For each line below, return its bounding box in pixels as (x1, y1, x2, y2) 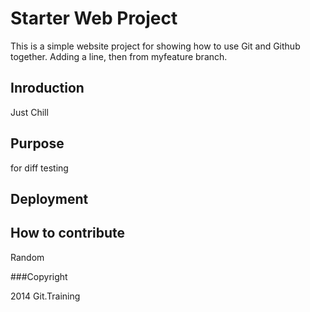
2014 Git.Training (10, 290, 81, 302)
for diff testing (10, 162, 69, 174)
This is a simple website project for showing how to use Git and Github (10, 40, 301, 52)
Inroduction (10, 80, 85, 97)
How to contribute (10, 225, 126, 242)
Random (10, 251, 45, 263)
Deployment (10, 190, 89, 207)
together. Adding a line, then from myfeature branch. (10, 50, 228, 62)
